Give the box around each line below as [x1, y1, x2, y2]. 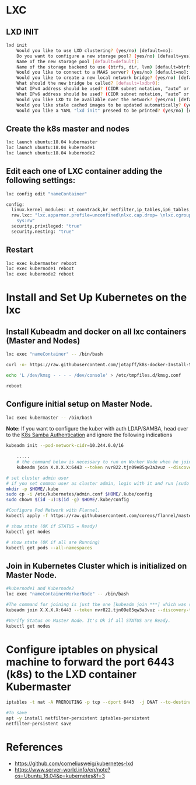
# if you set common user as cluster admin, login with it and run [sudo [6, 480, 190, 486]
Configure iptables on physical [6, 643, 159, 656]
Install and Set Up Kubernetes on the [6, 291, 187, 304]
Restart [6, 245, 34, 255]
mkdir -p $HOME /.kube [6, 486, 59, 492]
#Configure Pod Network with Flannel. [6, 507, 100, 514]
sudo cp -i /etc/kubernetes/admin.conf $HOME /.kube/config [6, 491, 153, 497]
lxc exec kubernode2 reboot [6, 271, 75, 277]
